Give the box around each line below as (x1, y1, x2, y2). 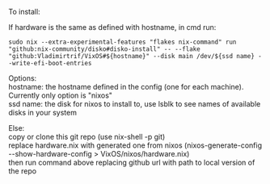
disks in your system (8, 108, 77, 117)
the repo (8, 166, 37, 176)
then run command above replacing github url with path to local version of (8, 157, 255, 167)
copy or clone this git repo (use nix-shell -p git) (8, 132, 166, 141)
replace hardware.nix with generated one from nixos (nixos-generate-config (8, 140, 263, 150)
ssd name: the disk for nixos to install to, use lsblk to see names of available (8, 99, 261, 108)
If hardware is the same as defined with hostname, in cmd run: (8, 23, 217, 31)
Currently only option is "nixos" (8, 90, 113, 100)
